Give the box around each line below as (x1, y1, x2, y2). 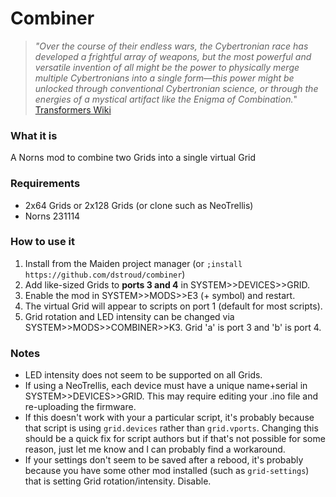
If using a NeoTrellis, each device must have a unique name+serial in (24, 380, 308, 392)
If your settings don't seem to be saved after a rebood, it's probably (24, 454, 304, 466)
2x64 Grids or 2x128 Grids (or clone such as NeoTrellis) (24, 199, 254, 211)
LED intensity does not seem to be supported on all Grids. (24, 369, 263, 381)
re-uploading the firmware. (24, 401, 137, 413)
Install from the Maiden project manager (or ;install (24, 257, 243, 269)
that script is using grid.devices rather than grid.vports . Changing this (24, 422, 319, 434)
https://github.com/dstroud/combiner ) (24, 268, 186, 280)
